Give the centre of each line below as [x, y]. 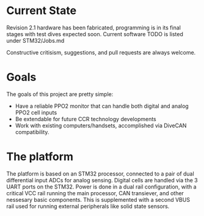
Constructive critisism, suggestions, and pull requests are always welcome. [101, 52]
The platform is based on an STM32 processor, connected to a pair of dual [100, 173]
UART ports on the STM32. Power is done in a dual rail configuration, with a [101, 187]
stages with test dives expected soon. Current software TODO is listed [95, 34]
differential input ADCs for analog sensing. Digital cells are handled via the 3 [102, 180]
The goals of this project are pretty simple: [60, 94]
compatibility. [32, 132]
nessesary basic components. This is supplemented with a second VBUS [98, 199]
